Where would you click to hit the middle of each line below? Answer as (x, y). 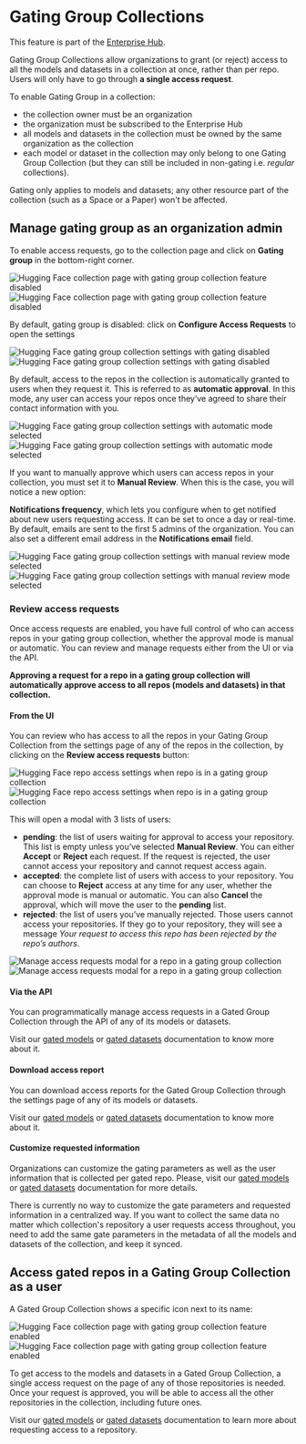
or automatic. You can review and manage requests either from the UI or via (152, 648)
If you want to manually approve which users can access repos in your (142, 472)
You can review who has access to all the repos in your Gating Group (139, 736)
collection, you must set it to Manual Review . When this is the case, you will (152, 482)
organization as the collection (78, 143)
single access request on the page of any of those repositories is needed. (148, 1383)
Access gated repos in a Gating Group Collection (150, 1273)
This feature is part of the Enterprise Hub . (87, 42)
